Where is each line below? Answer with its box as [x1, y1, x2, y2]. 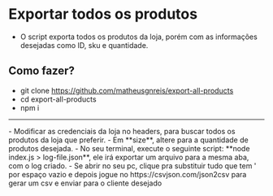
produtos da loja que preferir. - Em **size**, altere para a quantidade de [8, 135, 249, 145]
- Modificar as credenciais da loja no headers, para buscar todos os [8, 126, 236, 136]
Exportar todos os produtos [8, 5, 197, 24]
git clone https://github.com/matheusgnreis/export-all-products [19, 85, 234, 95]
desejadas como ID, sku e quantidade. [19, 40, 149, 50]
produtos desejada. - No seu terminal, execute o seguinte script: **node [8, 143, 250, 153]
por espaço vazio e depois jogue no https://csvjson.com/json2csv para [8, 169, 247, 179]
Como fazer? [8, 64, 75, 78]
